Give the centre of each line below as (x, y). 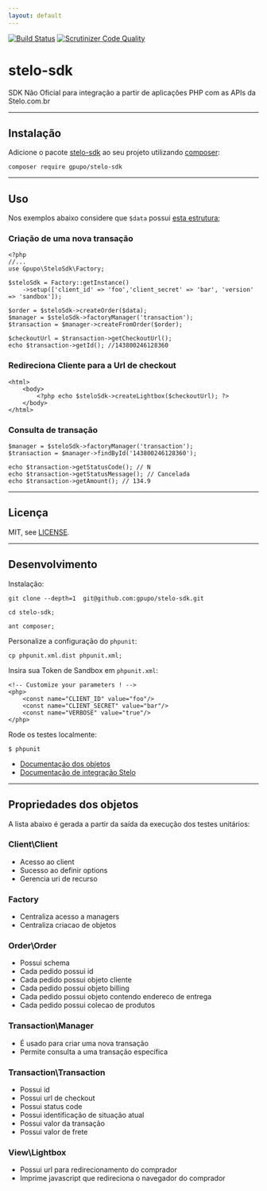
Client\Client (33, 844)
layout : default (35, 16)
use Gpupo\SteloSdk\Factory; (56, 269)
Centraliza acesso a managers (70, 917)
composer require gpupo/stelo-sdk (66, 167)
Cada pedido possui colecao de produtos (87, 1005)
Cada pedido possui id (56, 971)
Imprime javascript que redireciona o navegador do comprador (122, 1178)
